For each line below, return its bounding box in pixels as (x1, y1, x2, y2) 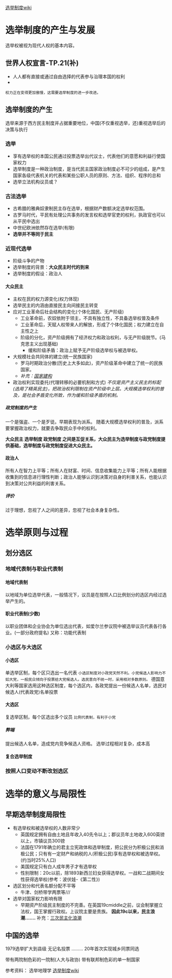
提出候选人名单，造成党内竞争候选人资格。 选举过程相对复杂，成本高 (5, 741, 150, 746)
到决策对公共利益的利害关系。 (5, 480, 68, 486)
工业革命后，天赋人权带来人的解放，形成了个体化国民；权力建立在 (20, 321, 160, 328)
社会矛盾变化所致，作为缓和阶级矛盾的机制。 (26, 392, 121, 398)
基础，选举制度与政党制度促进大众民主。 (9, 442, 95, 448)
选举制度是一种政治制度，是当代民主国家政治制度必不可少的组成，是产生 (12, 166, 165, 172)
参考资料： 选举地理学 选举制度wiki (5, 967, 79, 974)
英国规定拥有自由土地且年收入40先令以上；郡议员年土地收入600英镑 (20, 831, 165, 837)
